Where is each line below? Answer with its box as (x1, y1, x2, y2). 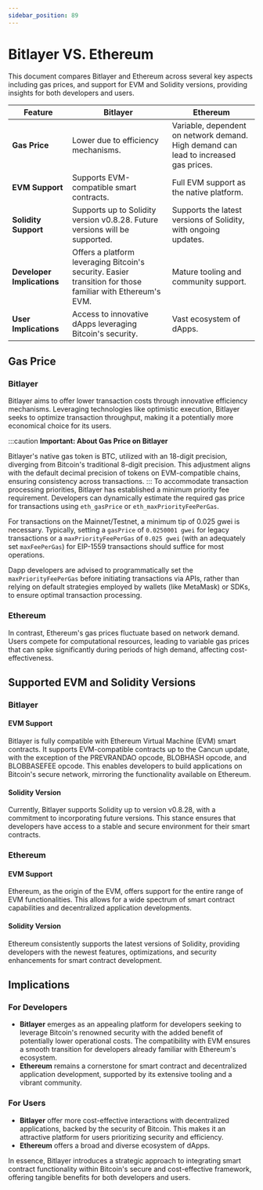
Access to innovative (71, 308, 149, 319)
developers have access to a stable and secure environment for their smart (8, 822, 250, 831)
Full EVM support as (171, 177, 247, 188)
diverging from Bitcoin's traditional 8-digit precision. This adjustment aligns (8, 460, 250, 470)
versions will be (71, 224, 129, 235)
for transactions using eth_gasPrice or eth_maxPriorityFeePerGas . (8, 502, 219, 511)
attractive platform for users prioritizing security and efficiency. (19, 1132, 224, 1141)
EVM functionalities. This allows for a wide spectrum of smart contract (8, 895, 235, 904)
